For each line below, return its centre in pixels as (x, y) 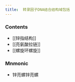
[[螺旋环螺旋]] (26, 50)
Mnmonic (17, 63)
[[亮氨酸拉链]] (26, 44)
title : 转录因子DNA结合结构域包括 (37, 10)
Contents (17, 27)
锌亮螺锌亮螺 (25, 75)
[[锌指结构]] (24, 38)
